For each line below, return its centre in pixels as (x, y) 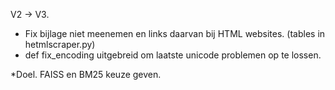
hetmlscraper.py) (60, 44)
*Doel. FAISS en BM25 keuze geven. (86, 74)
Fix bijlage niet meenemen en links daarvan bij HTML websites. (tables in (175, 33)
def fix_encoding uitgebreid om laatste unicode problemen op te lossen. (173, 55)
